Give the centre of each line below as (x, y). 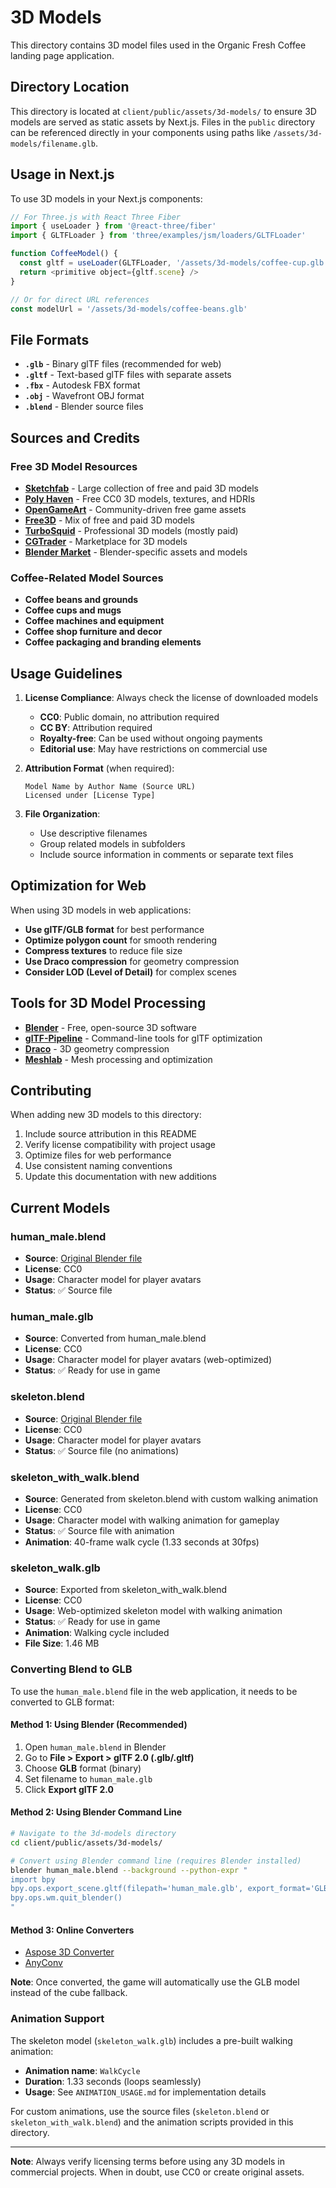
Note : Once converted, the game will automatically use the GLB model (155, 1982)
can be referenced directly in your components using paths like (141, 132)
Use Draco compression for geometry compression (132, 961)
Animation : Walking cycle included (97, 1633)
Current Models (60, 1207)
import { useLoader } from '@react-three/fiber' (113, 226)
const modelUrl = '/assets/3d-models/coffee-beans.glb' (129, 309)
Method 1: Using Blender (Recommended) (99, 1725)
